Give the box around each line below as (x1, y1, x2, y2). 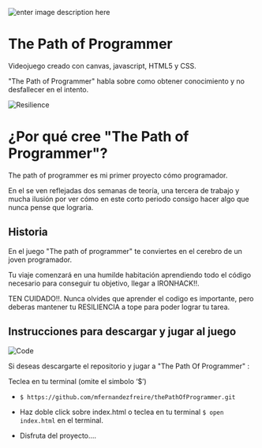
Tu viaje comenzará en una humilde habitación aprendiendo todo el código (8, 270, 251, 279)
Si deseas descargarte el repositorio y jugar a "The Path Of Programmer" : (8, 361, 250, 371)
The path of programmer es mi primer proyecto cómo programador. (8, 170, 228, 180)
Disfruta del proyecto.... (19, 431, 97, 440)
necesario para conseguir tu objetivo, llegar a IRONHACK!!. (8, 278, 200, 288)
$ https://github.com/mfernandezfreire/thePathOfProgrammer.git (19, 393, 236, 401)
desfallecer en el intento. (8, 84, 89, 94)
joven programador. (8, 255, 73, 264)
